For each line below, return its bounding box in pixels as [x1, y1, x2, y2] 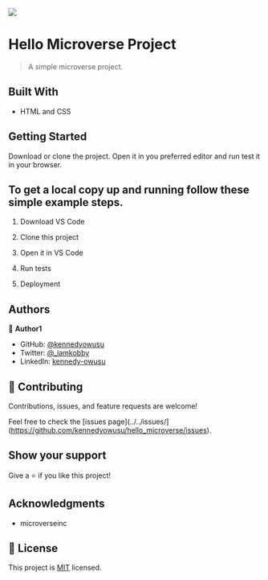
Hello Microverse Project [8, 35, 177, 54]
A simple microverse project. [27, 61, 123, 72]
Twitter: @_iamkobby [19, 348, 90, 358]
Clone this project [19, 232, 79, 242]
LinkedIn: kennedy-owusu [19, 356, 106, 366]
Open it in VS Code [19, 248, 83, 257]
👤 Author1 [8, 324, 43, 334]
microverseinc [19, 518, 67, 528]
